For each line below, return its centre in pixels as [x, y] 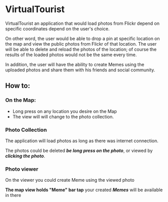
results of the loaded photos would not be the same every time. [71, 55]
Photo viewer [22, 169]
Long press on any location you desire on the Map [65, 111]
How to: [18, 86]
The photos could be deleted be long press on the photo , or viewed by [79, 150]
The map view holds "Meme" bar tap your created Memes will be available [84, 190]
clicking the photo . [25, 156]
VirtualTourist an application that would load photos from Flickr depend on [82, 23]
